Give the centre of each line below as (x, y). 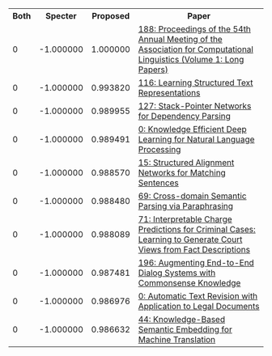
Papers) (153, 70)
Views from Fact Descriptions (194, 250)
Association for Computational (195, 49)
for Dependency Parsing (184, 116)
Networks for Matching (182, 173)
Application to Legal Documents (199, 306)
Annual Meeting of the (180, 39)
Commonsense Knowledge (189, 283)
